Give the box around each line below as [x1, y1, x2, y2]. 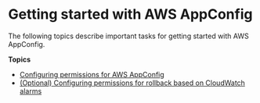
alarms [19, 86, 42, 95]
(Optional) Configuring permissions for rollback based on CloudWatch [19, 78, 245, 87]
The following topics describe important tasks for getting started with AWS [8, 31, 249, 41]
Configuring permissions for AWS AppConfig [19, 69, 164, 79]
